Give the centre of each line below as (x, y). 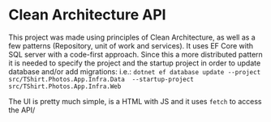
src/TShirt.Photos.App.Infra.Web (65, 86)
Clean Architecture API (87, 15)
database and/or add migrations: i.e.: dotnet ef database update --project (135, 71)
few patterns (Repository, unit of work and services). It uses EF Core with (131, 45)
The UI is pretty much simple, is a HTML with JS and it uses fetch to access (135, 101)
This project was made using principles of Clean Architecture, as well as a (132, 37)
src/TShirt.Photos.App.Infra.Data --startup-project (101, 79)
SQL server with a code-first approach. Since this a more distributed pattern (136, 54)
